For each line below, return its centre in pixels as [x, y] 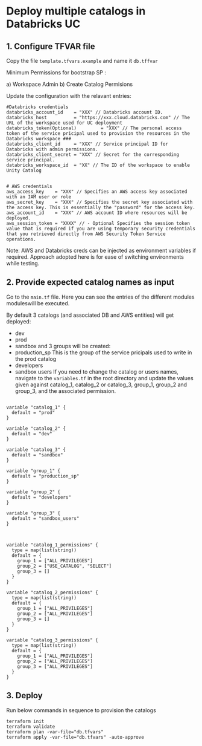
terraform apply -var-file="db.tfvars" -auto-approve [75, 737]
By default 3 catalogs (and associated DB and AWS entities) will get [90, 315]
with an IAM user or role [39, 197]
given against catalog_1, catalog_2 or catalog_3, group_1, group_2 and [101, 384]
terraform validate [31, 727]
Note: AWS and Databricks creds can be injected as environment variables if [101, 250]
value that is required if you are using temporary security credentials [101, 229]
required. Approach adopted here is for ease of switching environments [95, 257]
